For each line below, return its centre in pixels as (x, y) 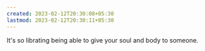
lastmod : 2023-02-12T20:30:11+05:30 (60, 20)
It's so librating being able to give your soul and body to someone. (103, 40)
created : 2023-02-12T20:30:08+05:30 (60, 14)
